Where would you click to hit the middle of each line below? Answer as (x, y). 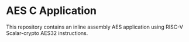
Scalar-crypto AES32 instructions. (47, 33)
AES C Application (51, 11)
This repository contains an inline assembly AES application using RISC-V (94, 27)
